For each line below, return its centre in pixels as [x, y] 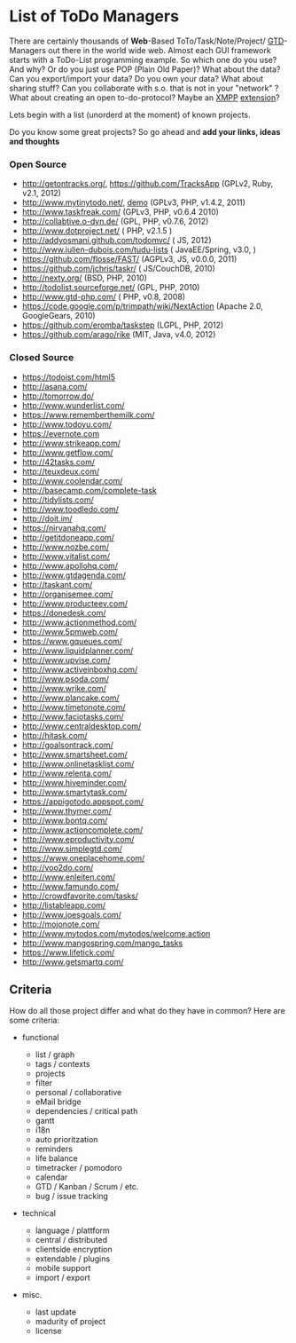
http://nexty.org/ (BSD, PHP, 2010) [85, 278]
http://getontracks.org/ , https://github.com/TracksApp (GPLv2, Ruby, [147, 184]
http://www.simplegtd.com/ [72, 849]
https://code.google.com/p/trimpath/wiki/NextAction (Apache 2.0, [142, 306]
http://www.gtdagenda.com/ [74, 575]
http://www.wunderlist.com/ [74, 405]
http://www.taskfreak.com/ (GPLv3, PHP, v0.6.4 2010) [121, 212]
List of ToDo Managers [94, 16]
